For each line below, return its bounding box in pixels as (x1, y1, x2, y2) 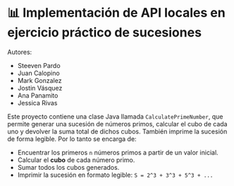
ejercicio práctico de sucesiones (7, 25, 202, 41)
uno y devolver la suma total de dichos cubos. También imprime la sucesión (7, 127, 228, 135)
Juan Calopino (17, 69, 60, 77)
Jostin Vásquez (17, 84, 63, 92)
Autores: (7, 48, 32, 56)
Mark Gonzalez (17, 76, 62, 84)
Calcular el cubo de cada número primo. (17, 155, 135, 164)
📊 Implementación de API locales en (7, 5, 226, 21)
